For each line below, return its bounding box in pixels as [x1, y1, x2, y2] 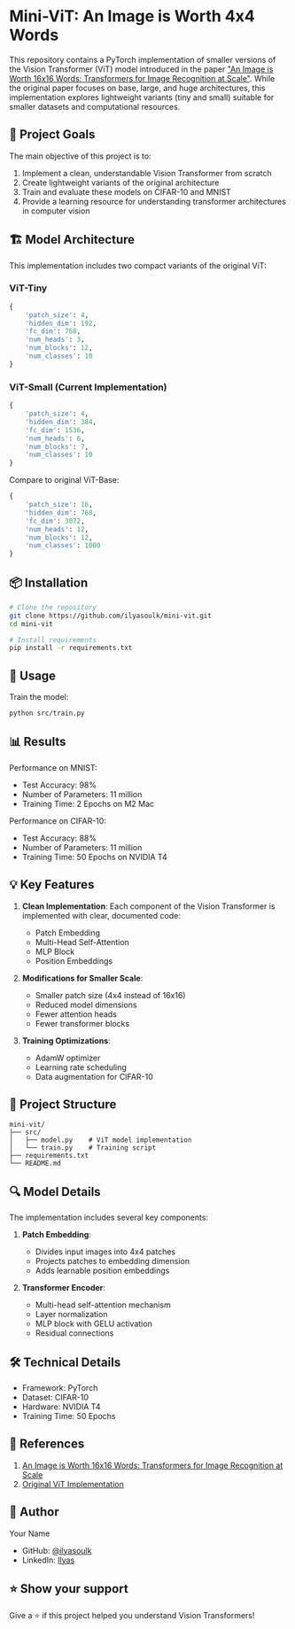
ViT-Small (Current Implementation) [9, 381, 167, 393]
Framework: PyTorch [21, 1383, 98, 1393]
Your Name [9, 1528, 50, 1539]
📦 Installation [9, 575, 89, 590]
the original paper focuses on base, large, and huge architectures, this [9, 82, 266, 93]
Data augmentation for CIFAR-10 [35, 1071, 153, 1082]
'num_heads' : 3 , [25, 335, 86, 345]
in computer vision [21, 206, 90, 216]
